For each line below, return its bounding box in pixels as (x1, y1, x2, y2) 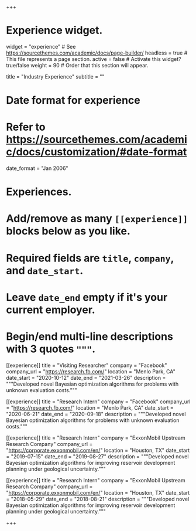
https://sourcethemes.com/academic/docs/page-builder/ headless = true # (6, 49, 188, 56)
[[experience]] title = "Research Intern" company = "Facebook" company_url (6, 398, 191, 405)
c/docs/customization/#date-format (6, 145, 187, 159)
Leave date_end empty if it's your (6, 291, 168, 304)
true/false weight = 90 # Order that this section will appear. (6, 62, 149, 69)
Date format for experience (6, 94, 140, 107)
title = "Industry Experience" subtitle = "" (6, 73, 105, 80)
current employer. (6, 303, 95, 316)
